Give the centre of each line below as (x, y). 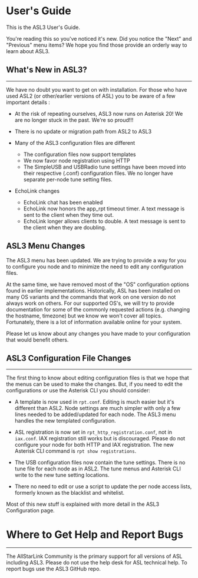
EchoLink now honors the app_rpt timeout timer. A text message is (104, 209)
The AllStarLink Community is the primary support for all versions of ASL (94, 556)
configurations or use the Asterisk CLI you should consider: (78, 391)
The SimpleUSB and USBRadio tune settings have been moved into (105, 167)
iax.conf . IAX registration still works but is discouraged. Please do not (100, 439)
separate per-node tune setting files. (68, 179)
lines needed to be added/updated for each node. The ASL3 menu (95, 414)
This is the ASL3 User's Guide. (43, 27)
